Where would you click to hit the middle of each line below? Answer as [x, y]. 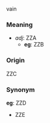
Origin [16, 61]
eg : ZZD [16, 103]
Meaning [20, 24]
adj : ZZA [26, 38]
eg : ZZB [34, 45]
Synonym [20, 89]
